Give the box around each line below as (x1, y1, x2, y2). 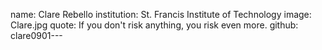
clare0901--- (10, 30, 63, 41)
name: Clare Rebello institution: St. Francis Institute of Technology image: (10, 9, 312, 20)
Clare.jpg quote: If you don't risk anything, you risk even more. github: (10, 19, 299, 31)
